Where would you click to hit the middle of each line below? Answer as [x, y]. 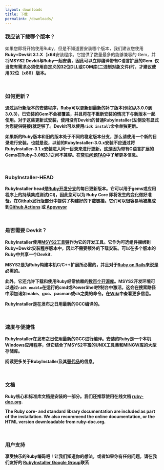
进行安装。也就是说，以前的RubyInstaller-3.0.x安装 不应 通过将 [72, 142]
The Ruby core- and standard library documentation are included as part [80, 411]
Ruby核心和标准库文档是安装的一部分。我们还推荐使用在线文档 [68, 397]
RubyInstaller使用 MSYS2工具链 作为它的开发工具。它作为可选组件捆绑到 [78, 242]
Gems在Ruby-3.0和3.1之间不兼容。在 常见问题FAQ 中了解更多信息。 [73, 155]
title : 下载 [16, 14]
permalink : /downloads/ [29, 19]
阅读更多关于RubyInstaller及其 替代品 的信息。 [51, 361]
